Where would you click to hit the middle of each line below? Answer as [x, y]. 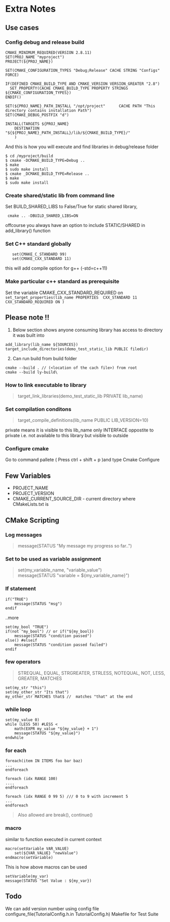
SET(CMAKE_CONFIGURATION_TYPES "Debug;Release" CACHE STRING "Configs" [82, 70]
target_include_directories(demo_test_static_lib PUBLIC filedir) [77, 349]
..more [12, 617]
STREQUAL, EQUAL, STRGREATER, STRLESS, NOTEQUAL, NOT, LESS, [91, 673]
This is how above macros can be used [46, 867]
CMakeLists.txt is [31, 504]
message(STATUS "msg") [38, 603]
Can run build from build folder [45, 358]
